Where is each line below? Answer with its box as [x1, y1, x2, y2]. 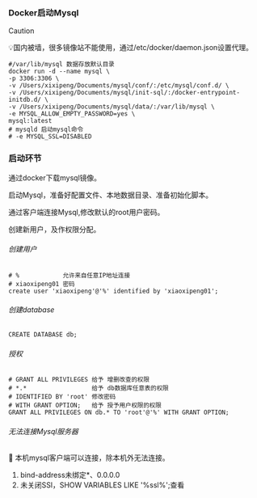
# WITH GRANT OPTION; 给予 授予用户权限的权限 [8, 402, 162, 410]
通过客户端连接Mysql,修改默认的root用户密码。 [8, 207, 165, 217]
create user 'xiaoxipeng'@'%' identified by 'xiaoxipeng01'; [8, 287, 219, 295]
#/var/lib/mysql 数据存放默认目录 [8, 61, 115, 69]
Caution [8, 26, 35, 36]
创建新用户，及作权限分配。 [8, 224, 101, 234]
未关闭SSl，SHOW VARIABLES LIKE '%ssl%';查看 [19, 480, 184, 490]
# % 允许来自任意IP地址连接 [8, 271, 131, 280]
